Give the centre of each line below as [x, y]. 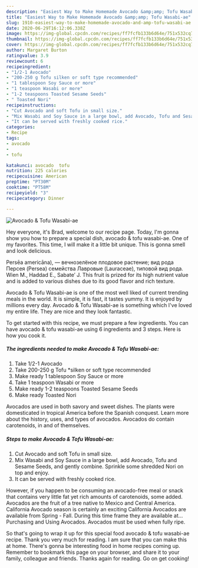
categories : [21, 127]
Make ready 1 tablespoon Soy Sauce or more [69, 376]
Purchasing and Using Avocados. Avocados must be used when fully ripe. [96, 522]
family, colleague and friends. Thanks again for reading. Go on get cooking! [98, 559]
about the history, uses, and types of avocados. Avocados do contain [90, 419]
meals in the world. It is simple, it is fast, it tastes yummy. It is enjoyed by [94, 299]
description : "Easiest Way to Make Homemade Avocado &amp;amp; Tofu [92, 12]
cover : [14, 45]
